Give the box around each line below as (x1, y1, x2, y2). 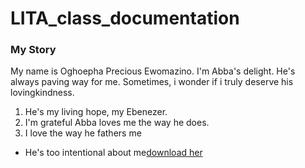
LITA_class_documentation (10, 7, 240, 30)
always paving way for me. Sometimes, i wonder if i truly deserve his (10, 76, 294, 88)
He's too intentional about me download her (24, 147, 203, 159)
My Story (10, 43, 57, 57)
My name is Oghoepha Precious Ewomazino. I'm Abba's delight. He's (10, 65, 296, 77)
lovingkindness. (10, 87, 75, 99)
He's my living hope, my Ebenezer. (24, 106, 168, 118)
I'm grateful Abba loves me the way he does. (24, 117, 210, 129)
